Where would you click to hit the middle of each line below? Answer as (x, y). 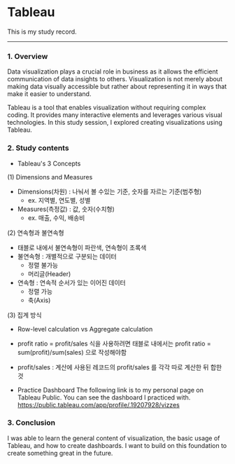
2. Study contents (38, 148)
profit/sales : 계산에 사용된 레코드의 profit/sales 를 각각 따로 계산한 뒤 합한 (120, 367)
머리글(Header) (49, 273)
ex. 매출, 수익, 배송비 (56, 217)
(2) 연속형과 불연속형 (36, 233)
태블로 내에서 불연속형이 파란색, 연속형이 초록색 (82, 247)
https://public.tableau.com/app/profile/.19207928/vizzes (98, 404)
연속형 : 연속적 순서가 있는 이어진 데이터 (71, 282)
